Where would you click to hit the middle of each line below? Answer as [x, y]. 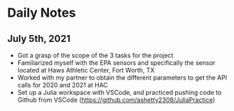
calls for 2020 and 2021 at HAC [63, 85]
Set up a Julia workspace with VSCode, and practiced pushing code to [119, 92]
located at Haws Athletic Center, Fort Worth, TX [86, 70]
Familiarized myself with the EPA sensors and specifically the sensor [116, 63]
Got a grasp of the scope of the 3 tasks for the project [95, 55]
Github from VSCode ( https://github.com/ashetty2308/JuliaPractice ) [116, 100]
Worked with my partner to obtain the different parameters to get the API [122, 77]
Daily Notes [42, 13]
